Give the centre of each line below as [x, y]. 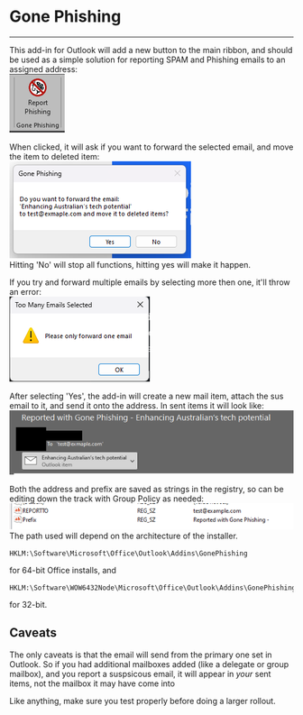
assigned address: [44, 69]
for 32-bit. [28, 604]
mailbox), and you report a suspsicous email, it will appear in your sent [140, 674]
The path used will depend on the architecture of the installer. [124, 536]
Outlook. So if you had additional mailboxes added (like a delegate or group [149, 664]
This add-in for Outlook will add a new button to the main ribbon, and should [151, 50]
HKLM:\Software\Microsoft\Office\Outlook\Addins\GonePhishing [129, 553]
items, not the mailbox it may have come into [92, 683]
